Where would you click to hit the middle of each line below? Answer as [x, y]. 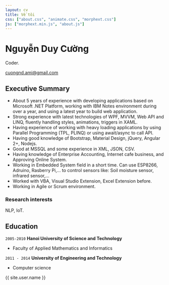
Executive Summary [38, 89]
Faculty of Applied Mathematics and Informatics [62, 248]
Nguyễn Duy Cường [47, 49]
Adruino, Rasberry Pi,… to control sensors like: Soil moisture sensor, [83, 170]
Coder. [12, 63]
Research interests [29, 199]
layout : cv [17, 10]
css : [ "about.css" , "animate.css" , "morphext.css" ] [61, 19]
